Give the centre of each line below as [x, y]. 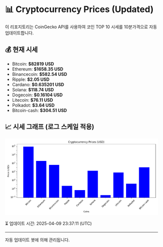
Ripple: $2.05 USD [31, 79]
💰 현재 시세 [21, 50]
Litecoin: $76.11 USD [33, 100]
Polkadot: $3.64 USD [33, 105]
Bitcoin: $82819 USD [33, 64]
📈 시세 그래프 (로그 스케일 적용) [50, 127]
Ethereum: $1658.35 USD [38, 69]
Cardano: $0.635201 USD [38, 84]
